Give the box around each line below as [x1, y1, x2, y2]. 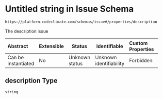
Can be [7, 54, 24, 61]
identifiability [95, 60, 125, 66]
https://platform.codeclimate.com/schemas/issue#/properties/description [5, 19, 158, 24]
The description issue [5, 28, 49, 34]
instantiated [7, 60, 34, 66]
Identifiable [96, 43, 124, 49]
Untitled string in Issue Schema [5, 3, 134, 15]
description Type [5, 77, 58, 85]
